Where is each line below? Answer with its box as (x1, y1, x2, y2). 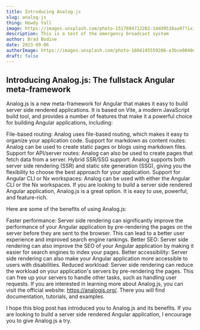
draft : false (6, 53, 39, 59)
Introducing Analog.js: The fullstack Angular (6, 75, 175, 85)
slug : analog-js (6, 14, 46, 20)
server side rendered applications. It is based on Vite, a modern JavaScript (6, 107, 190, 114)
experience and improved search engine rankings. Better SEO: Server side (6, 236, 189, 243)
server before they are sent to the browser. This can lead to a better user (6, 230, 185, 237)
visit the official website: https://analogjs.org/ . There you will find (6, 287, 165, 294)
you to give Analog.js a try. (6, 317, 71, 325)
